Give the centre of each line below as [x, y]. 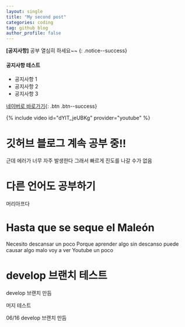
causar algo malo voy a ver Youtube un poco [60, 250]
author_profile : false [34, 33]
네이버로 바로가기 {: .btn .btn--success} [52, 106]
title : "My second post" [36, 17]
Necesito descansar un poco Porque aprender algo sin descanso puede [92, 244]
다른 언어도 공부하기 [51, 186]
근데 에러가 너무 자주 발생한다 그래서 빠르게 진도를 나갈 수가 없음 [79, 161]
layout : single [25, 11]
